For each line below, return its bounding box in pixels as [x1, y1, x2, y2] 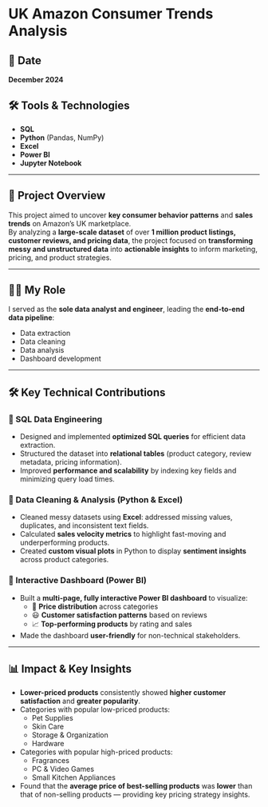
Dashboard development [19, 354, 101, 364]
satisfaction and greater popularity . [19, 696, 141, 705]
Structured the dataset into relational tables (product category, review [19, 449, 252, 458]
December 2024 [8, 75, 64, 84]
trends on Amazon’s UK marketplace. [8, 218, 132, 228]
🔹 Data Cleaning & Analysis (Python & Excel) [8, 494, 183, 505]
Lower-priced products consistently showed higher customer [19, 687, 227, 697]
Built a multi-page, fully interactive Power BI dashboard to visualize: [19, 593, 248, 602]
